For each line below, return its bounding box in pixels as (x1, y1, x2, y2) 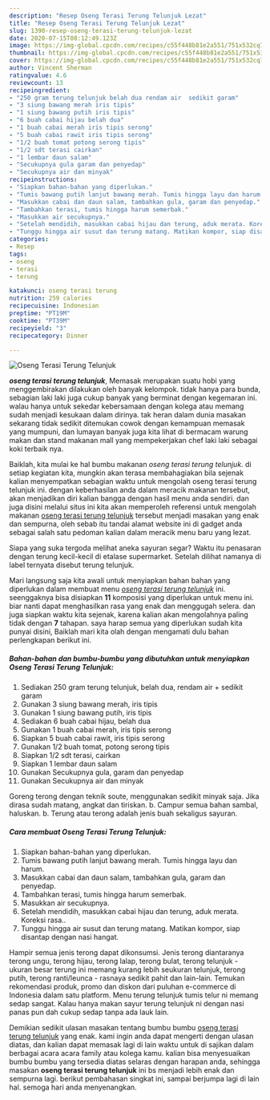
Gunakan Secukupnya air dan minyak (20, 776, 144, 786)
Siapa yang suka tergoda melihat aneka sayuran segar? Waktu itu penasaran (9, 543, 262, 553)
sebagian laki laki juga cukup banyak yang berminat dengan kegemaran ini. (9, 393, 257, 403)
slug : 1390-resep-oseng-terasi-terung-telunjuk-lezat (9, 26, 193, 34)
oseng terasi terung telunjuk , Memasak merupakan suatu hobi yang (9, 376, 236, 385)
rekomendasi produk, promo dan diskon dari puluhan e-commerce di (9, 982, 236, 992)
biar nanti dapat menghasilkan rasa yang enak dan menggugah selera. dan (9, 602, 256, 611)
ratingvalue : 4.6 (9, 71, 67, 79)
